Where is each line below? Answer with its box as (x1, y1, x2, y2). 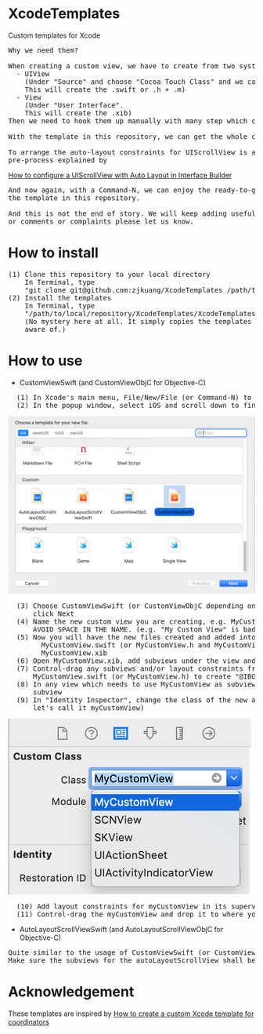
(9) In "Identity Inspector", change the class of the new (16, 696, 248, 705)
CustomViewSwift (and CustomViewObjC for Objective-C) (19, 377, 206, 387)
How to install (8, 244, 99, 262)
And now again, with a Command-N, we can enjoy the (8, 185, 211, 195)
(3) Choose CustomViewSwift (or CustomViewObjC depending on (16, 602, 256, 610)
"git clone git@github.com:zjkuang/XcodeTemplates (24, 286, 223, 294)
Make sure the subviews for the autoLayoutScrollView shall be (8, 956, 256, 965)
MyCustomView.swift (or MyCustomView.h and (41, 641, 211, 650)
